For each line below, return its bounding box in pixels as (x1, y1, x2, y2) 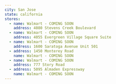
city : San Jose (4, 7, 36, 12)
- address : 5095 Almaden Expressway (9, 67, 85, 72)
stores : (4, 16, 21, 21)
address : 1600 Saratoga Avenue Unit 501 (13, 44, 98, 49)
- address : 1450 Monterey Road (9, 48, 74, 53)
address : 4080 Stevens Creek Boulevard (13, 26, 96, 31)
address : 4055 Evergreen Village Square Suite (13, 35, 112, 40)
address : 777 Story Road (13, 62, 65, 67)
